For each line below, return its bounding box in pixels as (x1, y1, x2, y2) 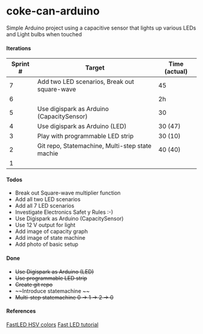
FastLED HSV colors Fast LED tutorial (6, 321, 98, 328)
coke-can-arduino (6, 4, 100, 18)
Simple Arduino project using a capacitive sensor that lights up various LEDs (6, 24, 196, 31)
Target (85, 63, 105, 72)
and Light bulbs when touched (6, 30, 82, 37)
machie (37, 149, 59, 158)
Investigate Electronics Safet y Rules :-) (14, 208, 114, 216)
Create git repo (14, 281, 53, 288)
